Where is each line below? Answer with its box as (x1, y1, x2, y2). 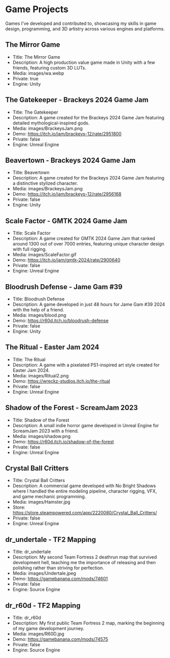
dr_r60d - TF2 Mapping (5, 601, 81, 610)
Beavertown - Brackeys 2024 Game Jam (5, 156, 136, 164)
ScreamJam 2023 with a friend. (12, 428, 79, 434)
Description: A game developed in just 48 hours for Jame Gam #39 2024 (12, 301, 165, 307)
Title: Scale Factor (12, 230, 51, 236)
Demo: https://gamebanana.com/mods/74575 (12, 636, 108, 642)
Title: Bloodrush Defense (12, 296, 65, 302)
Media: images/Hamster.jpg (12, 499, 71, 505)
